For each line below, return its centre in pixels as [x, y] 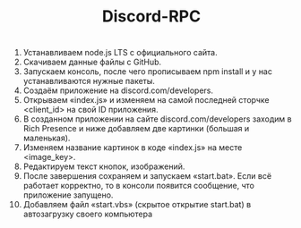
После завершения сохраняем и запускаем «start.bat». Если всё [147, 176]
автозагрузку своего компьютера [88, 214]
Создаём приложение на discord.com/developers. [118, 90]
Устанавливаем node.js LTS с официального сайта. [120, 53]
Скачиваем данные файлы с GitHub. [92, 62]
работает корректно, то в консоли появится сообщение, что [138, 186]
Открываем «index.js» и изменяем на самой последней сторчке [146, 100]
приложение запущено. [68, 195]
